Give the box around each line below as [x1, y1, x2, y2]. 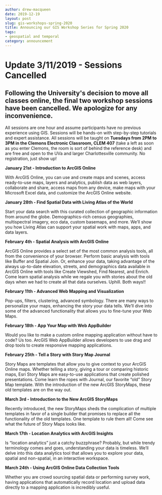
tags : [5, 30, 16, 34]
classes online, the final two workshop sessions [5, 96, 153, 105]
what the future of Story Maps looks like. [5, 421, 86, 427]
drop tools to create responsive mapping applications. [5, 342, 113, 348]
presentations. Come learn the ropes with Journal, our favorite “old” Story [5, 376, 152, 382]
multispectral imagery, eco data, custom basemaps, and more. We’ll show [5, 219, 152, 224]
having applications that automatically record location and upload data [5, 479, 145, 485]
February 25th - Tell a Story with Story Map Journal [5, 351, 110, 357]
